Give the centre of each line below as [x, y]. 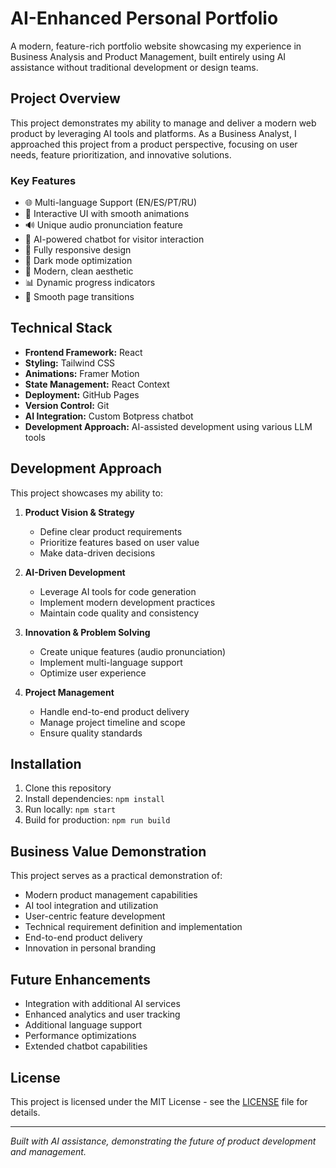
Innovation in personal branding [90, 948]
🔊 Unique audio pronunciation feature [103, 225]
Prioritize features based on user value [119, 542]
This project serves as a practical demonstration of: [116, 876]
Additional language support [83, 1025]
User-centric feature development [95, 916]
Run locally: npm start [70, 809]
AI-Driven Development [75, 572]
